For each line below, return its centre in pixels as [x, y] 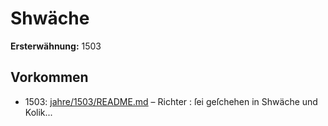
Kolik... [38, 112]
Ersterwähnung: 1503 [56, 46]
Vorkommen [49, 77]
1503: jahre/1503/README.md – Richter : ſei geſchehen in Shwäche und [171, 101]
